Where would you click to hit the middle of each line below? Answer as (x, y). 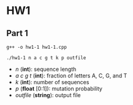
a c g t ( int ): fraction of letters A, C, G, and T (71, 76)
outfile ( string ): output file (48, 95)
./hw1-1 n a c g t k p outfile (46, 58)
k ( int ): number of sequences (52, 82)
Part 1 (17, 33)
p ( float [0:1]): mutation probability (59, 89)
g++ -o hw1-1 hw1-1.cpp (37, 47)
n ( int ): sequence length (46, 69)
